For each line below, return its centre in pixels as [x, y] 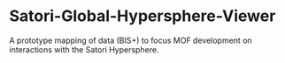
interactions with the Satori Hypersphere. [84, 49]
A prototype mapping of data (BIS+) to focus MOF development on [131, 40]
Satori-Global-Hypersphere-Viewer [142, 16]
